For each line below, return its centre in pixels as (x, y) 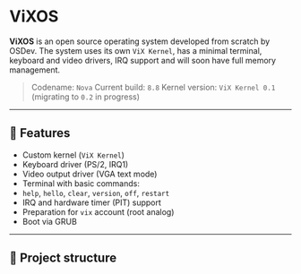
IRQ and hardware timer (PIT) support (91, 202)
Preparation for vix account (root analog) (98, 211)
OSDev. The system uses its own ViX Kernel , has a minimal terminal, (136, 50)
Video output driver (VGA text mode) (90, 174)
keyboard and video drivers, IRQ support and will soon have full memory (142, 60)
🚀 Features (40, 133)
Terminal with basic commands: (81, 183)
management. (35, 70)
